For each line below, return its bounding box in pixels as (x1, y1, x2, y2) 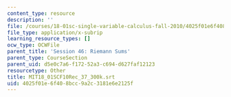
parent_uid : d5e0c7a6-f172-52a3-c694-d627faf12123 (7, 61, 155, 68)
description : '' (7, 16, 54, 23)
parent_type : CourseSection (7, 55, 88, 61)
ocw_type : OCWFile (7, 42, 60, 48)
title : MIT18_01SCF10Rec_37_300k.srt (7, 73, 115, 81)
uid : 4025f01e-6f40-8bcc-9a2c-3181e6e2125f (7, 80, 134, 87)
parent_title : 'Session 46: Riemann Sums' (7, 48, 131, 55)
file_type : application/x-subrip (7, 29, 103, 36)
